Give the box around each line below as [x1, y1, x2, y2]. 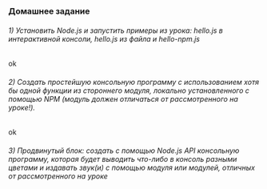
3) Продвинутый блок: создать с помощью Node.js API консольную [8, 146, 240, 155]
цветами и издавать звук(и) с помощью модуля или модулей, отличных [8, 163, 256, 172]
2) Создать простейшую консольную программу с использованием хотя [8, 77, 260, 86]
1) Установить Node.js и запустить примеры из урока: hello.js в [8, 26, 224, 35]
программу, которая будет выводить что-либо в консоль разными [8, 154, 237, 163]
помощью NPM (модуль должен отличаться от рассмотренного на [8, 94, 238, 103]
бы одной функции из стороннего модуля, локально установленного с [8, 86, 250, 95]
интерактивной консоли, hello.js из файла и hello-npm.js [8, 34, 200, 43]
